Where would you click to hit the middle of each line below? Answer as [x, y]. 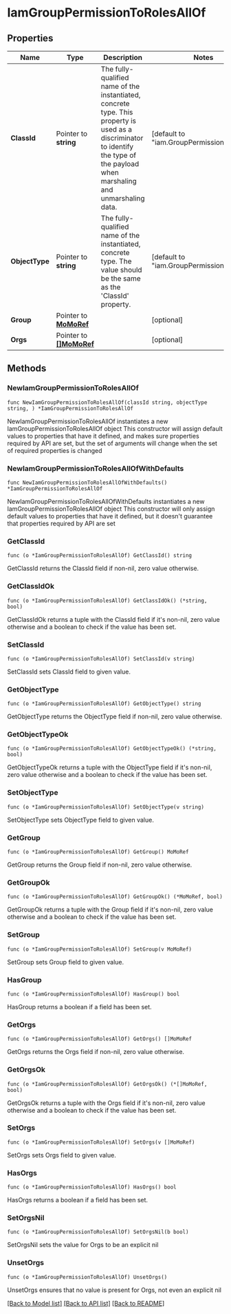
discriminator [122, 138]
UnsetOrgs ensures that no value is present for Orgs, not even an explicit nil [114, 1290]
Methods [27, 368]
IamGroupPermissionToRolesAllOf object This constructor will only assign [111, 509]
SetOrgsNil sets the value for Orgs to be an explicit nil [83, 1245]
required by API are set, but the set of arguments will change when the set [112, 443]
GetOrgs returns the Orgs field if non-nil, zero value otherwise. [96, 1052]
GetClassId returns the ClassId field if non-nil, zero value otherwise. [103, 568]
